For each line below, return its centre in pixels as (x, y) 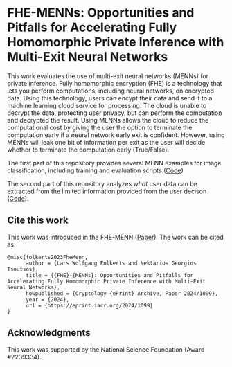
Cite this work (38, 221)
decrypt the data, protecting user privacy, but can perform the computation (115, 113)
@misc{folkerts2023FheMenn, (48, 257)
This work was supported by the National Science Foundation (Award (106, 349)
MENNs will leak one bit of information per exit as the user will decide (106, 142)
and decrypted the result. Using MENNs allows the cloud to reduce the (108, 120)
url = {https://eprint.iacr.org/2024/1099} (89, 305)
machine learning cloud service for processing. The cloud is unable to (107, 105)
